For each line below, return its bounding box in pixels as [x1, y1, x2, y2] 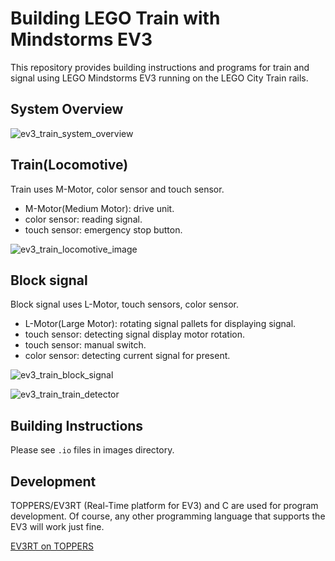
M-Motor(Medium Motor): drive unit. [24, 202, 175, 214]
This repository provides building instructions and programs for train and [10, 61, 310, 73]
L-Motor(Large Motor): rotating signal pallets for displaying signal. [24, 318, 297, 330]
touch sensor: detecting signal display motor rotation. [24, 328, 245, 341]
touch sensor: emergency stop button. [24, 223, 183, 236]
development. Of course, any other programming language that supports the [10, 510, 326, 522]
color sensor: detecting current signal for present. [24, 350, 231, 362]
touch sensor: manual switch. [24, 339, 147, 351]
